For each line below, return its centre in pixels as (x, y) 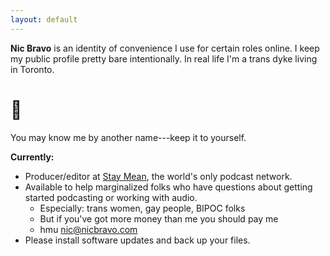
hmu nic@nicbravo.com (88, 229)
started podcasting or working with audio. (111, 197)
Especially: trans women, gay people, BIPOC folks (142, 208)
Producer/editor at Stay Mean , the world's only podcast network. (158, 176)
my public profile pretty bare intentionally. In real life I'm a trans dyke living (164, 58)
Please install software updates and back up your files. (137, 240)
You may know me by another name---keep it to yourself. (128, 137)
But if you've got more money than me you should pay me (159, 218)
